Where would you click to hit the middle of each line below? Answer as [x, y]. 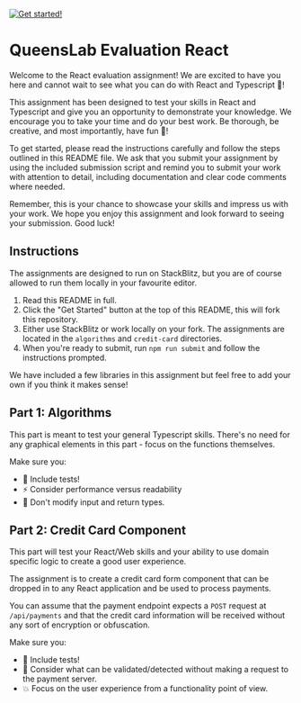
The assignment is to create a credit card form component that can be [139, 579]
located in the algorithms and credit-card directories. [122, 338]
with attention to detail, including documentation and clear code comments [148, 176]
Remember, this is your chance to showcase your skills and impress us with [149, 203]
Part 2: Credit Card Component [98, 530]
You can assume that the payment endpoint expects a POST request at [138, 606]
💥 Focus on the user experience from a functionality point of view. [145, 689]
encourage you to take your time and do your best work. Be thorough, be [144, 121]
